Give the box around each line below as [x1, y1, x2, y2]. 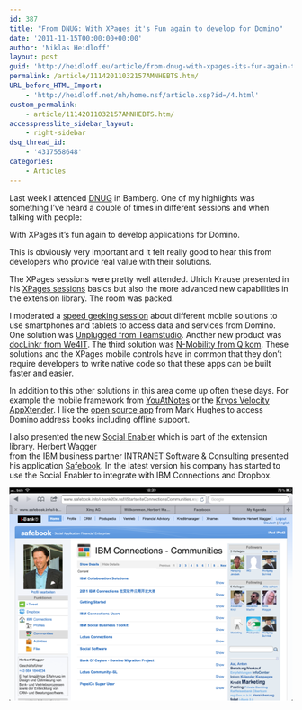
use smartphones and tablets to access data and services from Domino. [9, 320, 276, 331]
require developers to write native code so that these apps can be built [9, 358, 271, 369]
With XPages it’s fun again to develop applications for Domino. [9, 229, 241, 240]
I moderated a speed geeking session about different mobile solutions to [9, 310, 278, 321]
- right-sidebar [25, 129, 87, 138]
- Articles [25, 167, 67, 176]
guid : [9, 62, 30, 71]
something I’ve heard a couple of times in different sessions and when [9, 202, 270, 213]
